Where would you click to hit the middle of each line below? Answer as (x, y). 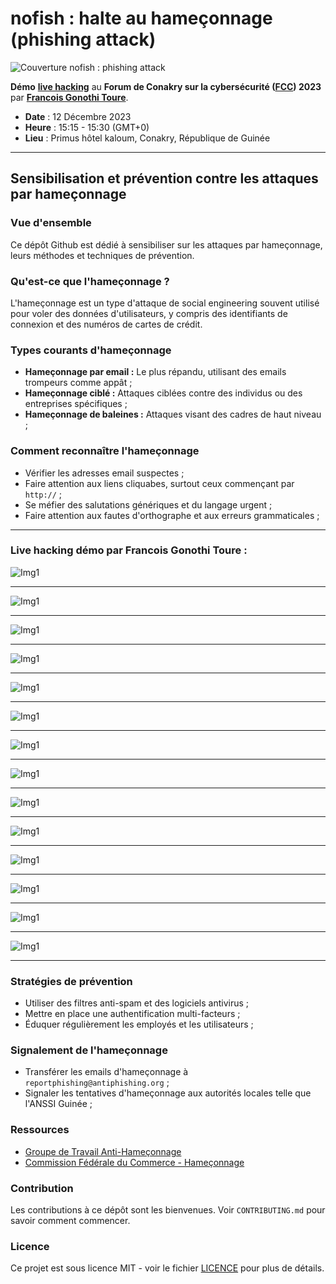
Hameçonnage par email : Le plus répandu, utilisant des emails (155, 372)
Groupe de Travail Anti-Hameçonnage (103, 1151)
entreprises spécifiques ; (76, 404)
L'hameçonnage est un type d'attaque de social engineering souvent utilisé (165, 303)
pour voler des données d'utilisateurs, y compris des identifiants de (149, 313)
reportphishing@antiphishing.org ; (97, 1083)
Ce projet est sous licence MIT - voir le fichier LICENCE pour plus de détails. (167, 1268)
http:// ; (43, 494)
